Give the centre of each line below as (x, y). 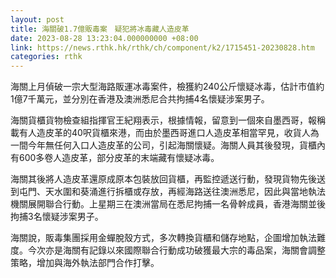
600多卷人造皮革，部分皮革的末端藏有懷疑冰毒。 (119, 158)
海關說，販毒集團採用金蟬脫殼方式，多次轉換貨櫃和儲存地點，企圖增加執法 (163, 238)
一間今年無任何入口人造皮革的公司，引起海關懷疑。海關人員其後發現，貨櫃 (163, 145)
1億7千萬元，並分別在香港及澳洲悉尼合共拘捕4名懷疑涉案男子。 (140, 99)
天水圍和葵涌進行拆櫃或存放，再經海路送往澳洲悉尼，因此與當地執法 (185, 192)
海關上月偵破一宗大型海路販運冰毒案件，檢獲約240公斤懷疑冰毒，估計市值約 (167, 87)
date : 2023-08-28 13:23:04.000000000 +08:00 (104, 38)
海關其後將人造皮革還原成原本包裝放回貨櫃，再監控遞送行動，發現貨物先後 (163, 179)
